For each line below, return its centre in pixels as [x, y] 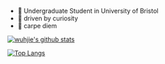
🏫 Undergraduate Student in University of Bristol [88, 11]
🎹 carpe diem [37, 26]
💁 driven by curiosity [48, 18]
